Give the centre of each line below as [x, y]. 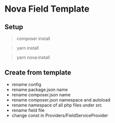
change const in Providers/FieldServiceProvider [60, 115]
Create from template [38, 73]
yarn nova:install [33, 57]
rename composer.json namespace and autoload [61, 100]
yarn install [28, 48]
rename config [26, 84]
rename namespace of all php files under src [57, 105]
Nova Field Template [47, 9]
